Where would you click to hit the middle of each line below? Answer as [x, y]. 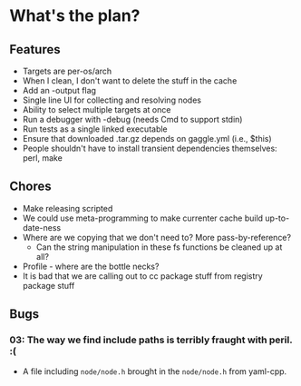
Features [35, 49]
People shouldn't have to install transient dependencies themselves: [150, 148]
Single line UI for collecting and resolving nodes [112, 100]
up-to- [277, 218]
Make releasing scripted [68, 208]
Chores [30, 187]
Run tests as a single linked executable [95, 129]
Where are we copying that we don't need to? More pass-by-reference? [157, 237]
